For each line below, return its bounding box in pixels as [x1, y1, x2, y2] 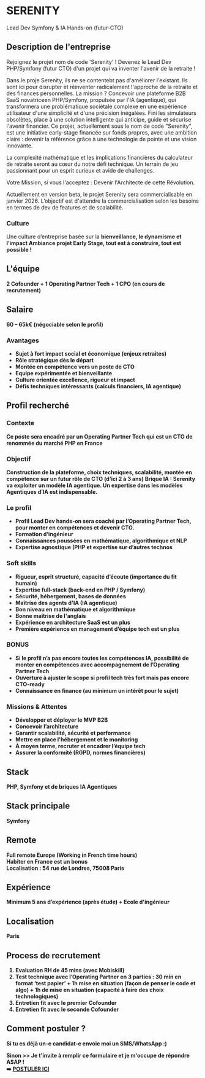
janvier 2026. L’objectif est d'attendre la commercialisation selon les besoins [6, 197, 199, 205]
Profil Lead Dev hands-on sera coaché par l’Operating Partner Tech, [15, 517, 192, 525]
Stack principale [6, 801, 70, 811]
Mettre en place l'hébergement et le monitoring [15, 736, 138, 743]
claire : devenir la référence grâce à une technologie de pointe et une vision [6, 135, 197, 143]
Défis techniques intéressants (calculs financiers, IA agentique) [15, 382, 182, 390]
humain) [15, 579, 37, 587]
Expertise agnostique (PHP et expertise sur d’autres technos [15, 544, 173, 551]
